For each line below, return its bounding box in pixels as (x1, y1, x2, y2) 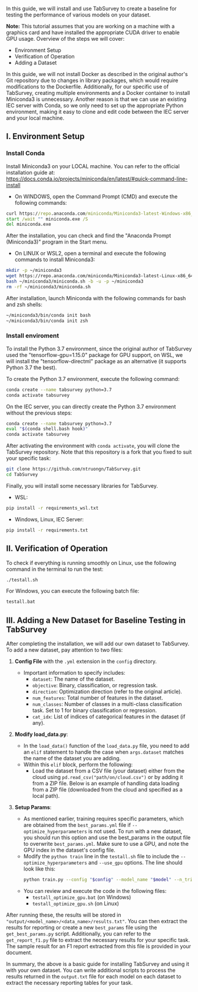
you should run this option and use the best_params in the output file (23, 834, 191, 841)
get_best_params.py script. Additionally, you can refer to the (6, 930, 151, 937)
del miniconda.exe (6, 221, 51, 228)
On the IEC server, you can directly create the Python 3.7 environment (6, 403, 176, 410)
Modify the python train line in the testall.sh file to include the (23, 853, 180, 860)
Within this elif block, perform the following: (23, 761, 133, 768)
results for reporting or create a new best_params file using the (6, 924, 157, 931)
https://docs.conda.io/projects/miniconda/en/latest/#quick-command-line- (6, 175, 188, 182)
